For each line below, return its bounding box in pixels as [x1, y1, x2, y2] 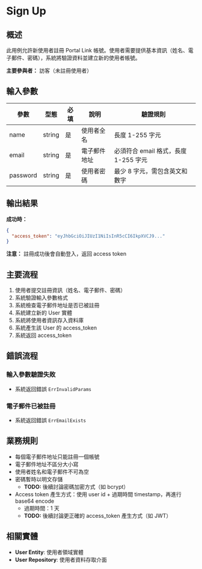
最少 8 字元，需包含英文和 [114, 167, 188, 175]
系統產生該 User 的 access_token [14, 324, 97, 331]
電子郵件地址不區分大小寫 [14, 460, 79, 467]
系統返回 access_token [14, 332, 72, 339]
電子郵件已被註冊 [6, 402, 56, 410]
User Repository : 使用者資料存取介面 [14, 556, 107, 563]
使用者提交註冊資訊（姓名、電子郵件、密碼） [14, 287, 126, 294]
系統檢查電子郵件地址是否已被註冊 [14, 302, 100, 309]
